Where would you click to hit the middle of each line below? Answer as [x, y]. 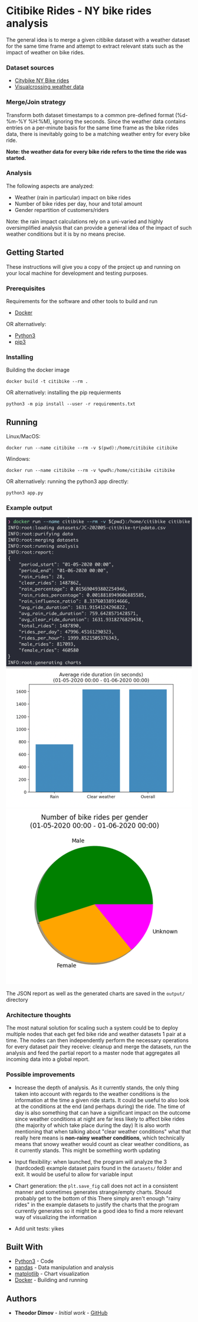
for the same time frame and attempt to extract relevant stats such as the [95, 46]
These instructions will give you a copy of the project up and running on [93, 266]
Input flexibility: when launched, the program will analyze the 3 [90, 1161]
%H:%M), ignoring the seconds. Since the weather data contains [107, 121]
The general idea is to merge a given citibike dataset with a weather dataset [98, 40]
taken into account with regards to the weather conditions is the [92, 1093]
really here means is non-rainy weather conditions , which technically [100, 1138]
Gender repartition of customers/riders [62, 210]
